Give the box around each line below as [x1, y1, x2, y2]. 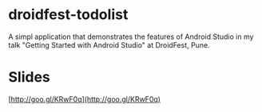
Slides [8, 68, 50, 87]
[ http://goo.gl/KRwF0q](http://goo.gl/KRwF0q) [8, 94, 161, 104]
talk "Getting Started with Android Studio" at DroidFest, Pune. [8, 40, 210, 49]
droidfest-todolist [8, 6, 129, 24]
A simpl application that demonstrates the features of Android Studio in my [8, 32, 254, 41]
